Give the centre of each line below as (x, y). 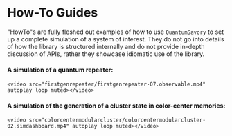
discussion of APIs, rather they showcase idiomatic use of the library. (106, 54)
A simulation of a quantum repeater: (60, 70)
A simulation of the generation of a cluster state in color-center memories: (116, 106)
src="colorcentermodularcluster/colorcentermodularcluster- (117, 120)
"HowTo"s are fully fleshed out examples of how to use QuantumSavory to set (116, 32)
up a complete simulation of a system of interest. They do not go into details (116, 39)
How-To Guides (53, 13)
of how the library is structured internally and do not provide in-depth (106, 46)
